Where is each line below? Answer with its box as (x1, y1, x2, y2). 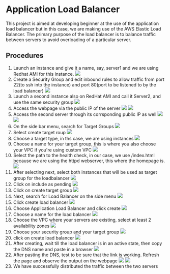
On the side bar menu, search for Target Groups (13, 123, 114, 129)
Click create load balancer (13, 199, 68, 205)
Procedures (6, 51, 44, 60)
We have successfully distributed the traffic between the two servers (13, 263, 158, 269)
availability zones (13, 223, 50, 229)
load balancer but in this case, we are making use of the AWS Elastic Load (6, 25, 161, 32)
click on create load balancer (13, 235, 74, 241)
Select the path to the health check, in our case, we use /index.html (13, 152, 155, 158)
